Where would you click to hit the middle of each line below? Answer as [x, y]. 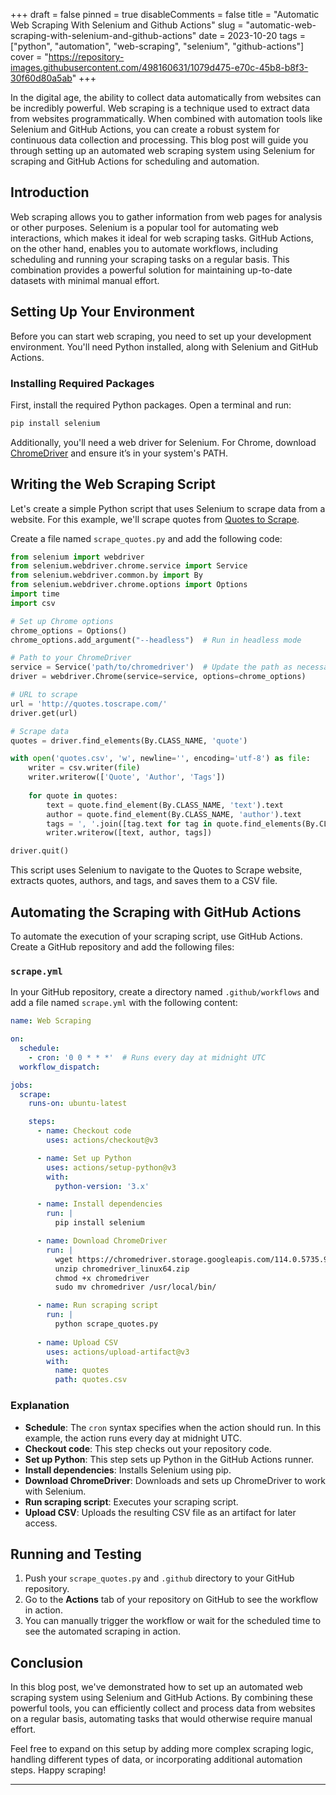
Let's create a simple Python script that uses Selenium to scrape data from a [168, 508]
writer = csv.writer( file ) [84, 768]
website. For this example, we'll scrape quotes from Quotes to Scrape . [155, 519]
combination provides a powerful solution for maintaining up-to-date [151, 270]
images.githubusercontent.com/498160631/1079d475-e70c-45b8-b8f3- [159, 67]
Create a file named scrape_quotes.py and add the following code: [146, 538]
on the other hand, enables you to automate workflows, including [144, 248]
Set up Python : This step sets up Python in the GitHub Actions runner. [169, 1459]
